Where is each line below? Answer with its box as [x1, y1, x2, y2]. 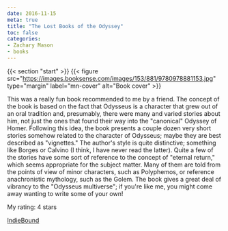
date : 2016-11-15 [7, 10, 57, 17]
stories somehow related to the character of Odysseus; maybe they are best [7, 131, 222, 139]
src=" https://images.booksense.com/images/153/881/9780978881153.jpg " [7, 74, 216, 82]
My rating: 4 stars [7, 203, 57, 211]
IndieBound [7, 216, 40, 224]
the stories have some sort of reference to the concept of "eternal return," [7, 153, 215, 161]
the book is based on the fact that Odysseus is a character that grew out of [7, 102, 218, 110]
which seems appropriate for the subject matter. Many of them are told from [7, 160, 220, 169]
